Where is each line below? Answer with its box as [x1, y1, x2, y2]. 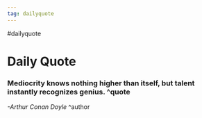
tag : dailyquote [7, 10, 54, 17]
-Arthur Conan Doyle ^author [7, 103, 90, 111]
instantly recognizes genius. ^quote [7, 87, 131, 96]
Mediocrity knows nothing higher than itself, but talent [7, 78, 195, 87]
